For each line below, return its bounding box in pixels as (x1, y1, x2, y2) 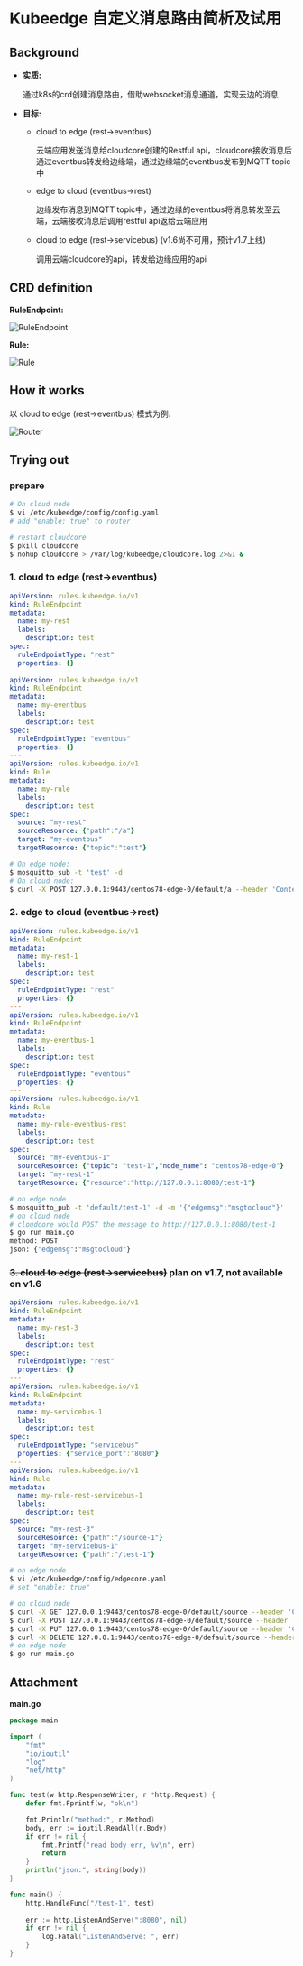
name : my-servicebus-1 (17, 1407, 103, 1416)
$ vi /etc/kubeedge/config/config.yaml (9, 508, 160, 517)
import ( (9, 1732, 42, 1741)
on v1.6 (9, 1277, 42, 1290)
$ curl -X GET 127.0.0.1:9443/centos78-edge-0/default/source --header (9, 1608, 284, 1617)
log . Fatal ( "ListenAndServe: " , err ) (41, 1933, 179, 1942)
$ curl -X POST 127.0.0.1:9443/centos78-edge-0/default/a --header (9, 885, 269, 894)
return (41, 1849, 67, 1858)
